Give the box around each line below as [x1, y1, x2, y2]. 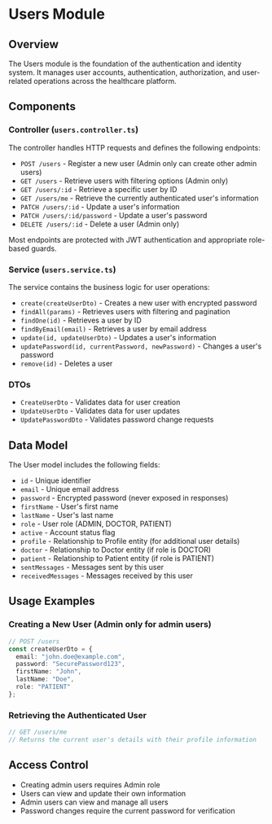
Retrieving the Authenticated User [8, 709, 147, 721]
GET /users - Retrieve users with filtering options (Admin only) [20, 176, 229, 186]
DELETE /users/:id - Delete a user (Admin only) [20, 219, 180, 229]
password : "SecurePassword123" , [15, 660, 126, 668]
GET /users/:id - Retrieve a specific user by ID [20, 184, 178, 194]
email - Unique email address [20, 484, 120, 494]
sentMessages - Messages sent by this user [20, 563, 165, 572]
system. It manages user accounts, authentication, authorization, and [8, 68, 241, 77]
